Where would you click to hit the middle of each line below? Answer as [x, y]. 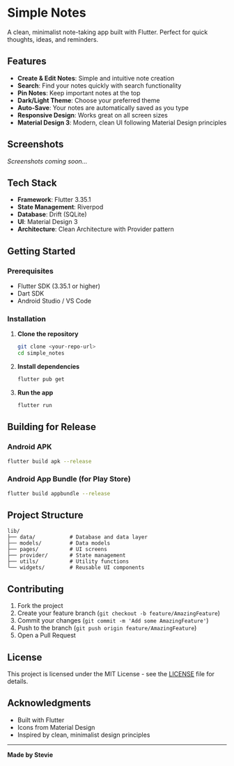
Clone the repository [48, 334]
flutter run [34, 405]
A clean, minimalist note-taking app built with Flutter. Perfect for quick [108, 32]
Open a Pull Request [47, 635]
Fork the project [40, 606]
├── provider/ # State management [67, 556]
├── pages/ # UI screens [57, 550]
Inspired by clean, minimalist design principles [84, 735]
